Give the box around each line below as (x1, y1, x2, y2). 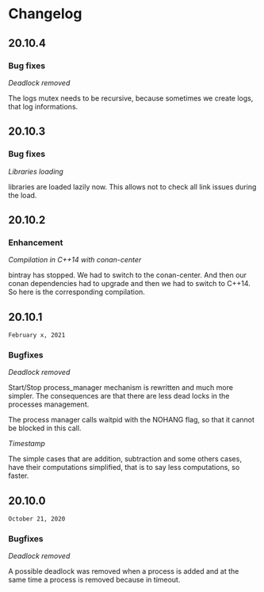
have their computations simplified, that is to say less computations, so (8, 463, 240, 472)
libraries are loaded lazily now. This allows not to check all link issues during (8, 181, 257, 191)
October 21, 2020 (8, 515, 66, 523)
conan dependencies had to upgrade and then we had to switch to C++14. (8, 279, 251, 288)
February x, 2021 (8, 331, 66, 339)
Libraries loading (8, 166, 63, 176)
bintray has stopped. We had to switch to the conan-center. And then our (8, 270, 247, 280)
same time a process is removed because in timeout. (8, 575, 181, 585)
